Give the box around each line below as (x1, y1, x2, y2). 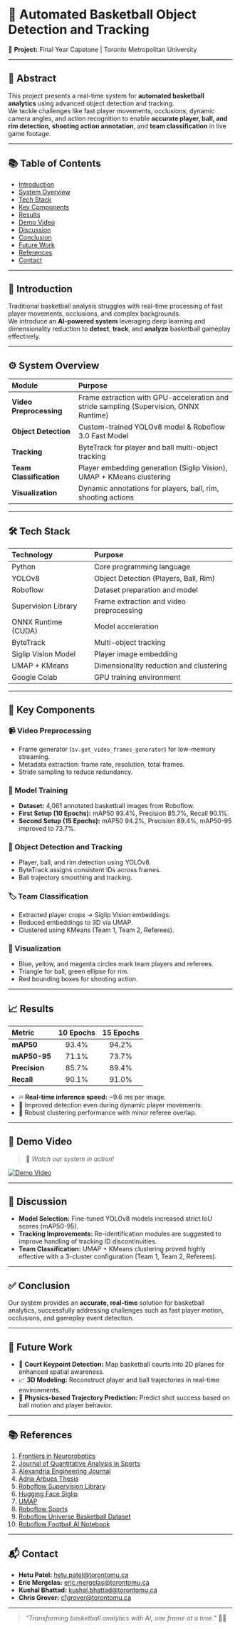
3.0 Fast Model (78, 431, 129, 441)
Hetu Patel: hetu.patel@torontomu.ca (18, 1571, 129, 1579)
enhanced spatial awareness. (18, 1367, 105, 1376)
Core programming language (94, 562, 191, 572)
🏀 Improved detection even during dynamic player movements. (18, 1100, 203, 1109)
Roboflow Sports (18, 1504, 68, 1513)
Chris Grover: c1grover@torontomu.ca (18, 1593, 132, 1602)
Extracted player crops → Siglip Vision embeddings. (18, 910, 171, 919)
